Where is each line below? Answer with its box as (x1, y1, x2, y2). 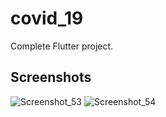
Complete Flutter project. (10, 40, 114, 52)
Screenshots (10, 69, 92, 86)
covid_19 (10, 7, 84, 30)
